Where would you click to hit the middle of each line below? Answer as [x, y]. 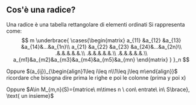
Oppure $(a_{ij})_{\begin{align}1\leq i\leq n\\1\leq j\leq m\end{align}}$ [92, 71]
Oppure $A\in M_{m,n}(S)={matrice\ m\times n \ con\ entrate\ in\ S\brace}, [98, 89]
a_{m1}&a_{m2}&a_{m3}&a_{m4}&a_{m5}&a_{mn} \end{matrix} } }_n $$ [101, 59]
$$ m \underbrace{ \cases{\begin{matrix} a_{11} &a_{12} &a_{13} [101, 40]
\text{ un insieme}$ [30, 95]
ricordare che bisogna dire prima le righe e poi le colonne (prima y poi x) [96, 77]
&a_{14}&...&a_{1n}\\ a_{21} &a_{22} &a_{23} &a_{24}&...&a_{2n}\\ [101, 46]
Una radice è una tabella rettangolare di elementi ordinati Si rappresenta [96, 24]
